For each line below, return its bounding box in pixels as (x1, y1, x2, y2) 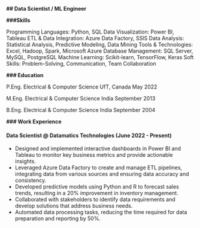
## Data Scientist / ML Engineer (6, 5, 87, 12)
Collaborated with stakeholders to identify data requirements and (14, 196, 175, 203)
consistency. (14, 177, 47, 184)
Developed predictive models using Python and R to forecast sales (14, 183, 180, 190)
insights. (14, 158, 36, 165)
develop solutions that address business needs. (14, 202, 133, 209)
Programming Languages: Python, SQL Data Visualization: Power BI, (6, 28, 175, 35)
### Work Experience (6, 118, 62, 125)
